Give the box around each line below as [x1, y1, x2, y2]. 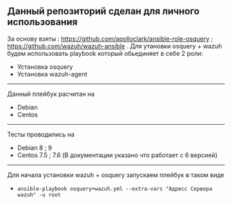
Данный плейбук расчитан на [7, 90, 95, 98]
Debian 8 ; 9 [17, 143, 52, 152]
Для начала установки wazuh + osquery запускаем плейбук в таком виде [7, 170, 224, 178]
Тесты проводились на [7, 130, 75, 139]
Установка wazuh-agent [17, 70, 88, 78]
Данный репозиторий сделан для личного [7, 6, 200, 17]
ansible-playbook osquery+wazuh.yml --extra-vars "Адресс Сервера [17, 185, 213, 192]
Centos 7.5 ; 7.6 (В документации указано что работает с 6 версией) [17, 151, 218, 159]
